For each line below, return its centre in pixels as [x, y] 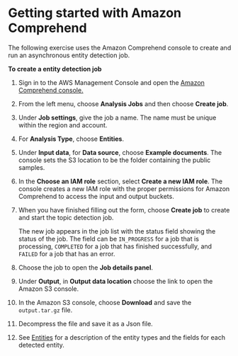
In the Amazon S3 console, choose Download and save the [105, 302]
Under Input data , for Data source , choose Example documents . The [120, 152]
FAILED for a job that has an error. [67, 253]
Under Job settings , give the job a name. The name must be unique [117, 117]
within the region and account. [63, 125]
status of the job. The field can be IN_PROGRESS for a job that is [108, 239]
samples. [32, 167]
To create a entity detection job [55, 69]
